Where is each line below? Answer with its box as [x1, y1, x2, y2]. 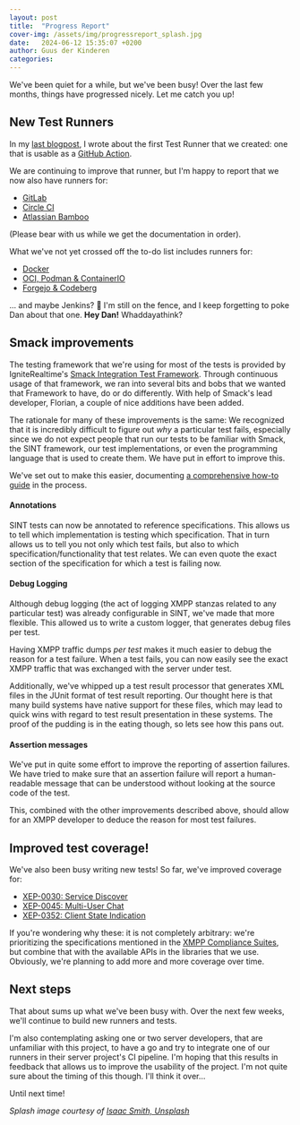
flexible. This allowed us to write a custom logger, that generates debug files [9, 617, 291, 628]
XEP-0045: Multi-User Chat [21, 901, 124, 912]
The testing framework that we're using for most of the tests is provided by [9, 359, 287, 370]
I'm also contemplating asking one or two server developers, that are [9, 1032, 263, 1043]
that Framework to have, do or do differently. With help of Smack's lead [9, 387, 273, 399]
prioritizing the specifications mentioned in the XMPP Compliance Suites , [9, 937, 279, 948]
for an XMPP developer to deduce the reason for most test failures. [9, 814, 257, 825]
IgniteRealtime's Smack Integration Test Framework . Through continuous [9, 368, 279, 379]
